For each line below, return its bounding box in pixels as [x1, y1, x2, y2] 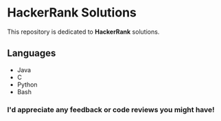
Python [16, 80, 38, 89]
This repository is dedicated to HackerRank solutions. [7, 27, 160, 36]
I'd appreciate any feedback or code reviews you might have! [7, 104, 215, 114]
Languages [7, 47, 56, 59]
